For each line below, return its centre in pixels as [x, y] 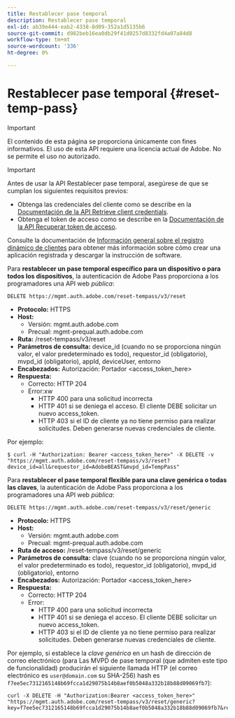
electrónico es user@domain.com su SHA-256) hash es [84, 675]
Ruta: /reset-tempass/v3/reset [62, 339]
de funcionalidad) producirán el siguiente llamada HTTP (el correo [102, 668]
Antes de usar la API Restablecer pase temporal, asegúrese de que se [108, 183]
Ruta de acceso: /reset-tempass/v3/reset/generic [90, 550]
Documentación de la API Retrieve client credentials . [93, 211]
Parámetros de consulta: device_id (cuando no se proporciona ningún [119, 346]
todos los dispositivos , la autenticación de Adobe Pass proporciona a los [113, 276]
